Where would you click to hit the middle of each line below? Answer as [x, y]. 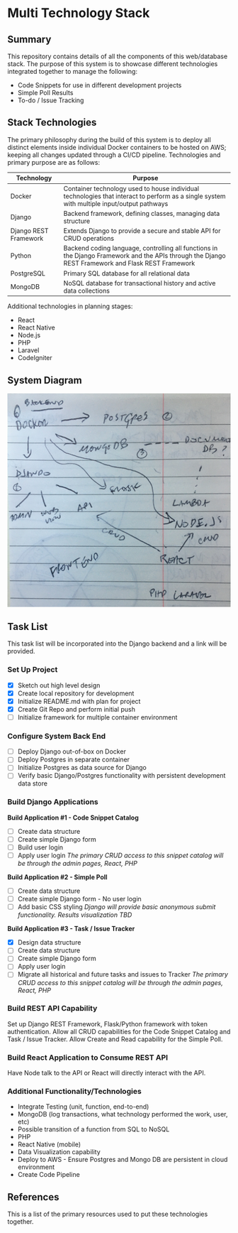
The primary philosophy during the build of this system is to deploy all [109, 139]
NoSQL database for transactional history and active [140, 283]
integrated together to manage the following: [73, 71]
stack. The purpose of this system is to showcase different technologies [113, 64]
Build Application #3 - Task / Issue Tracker [71, 929]
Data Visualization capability [59, 1152]
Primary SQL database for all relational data [126, 273]
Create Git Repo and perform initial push [76, 709]
